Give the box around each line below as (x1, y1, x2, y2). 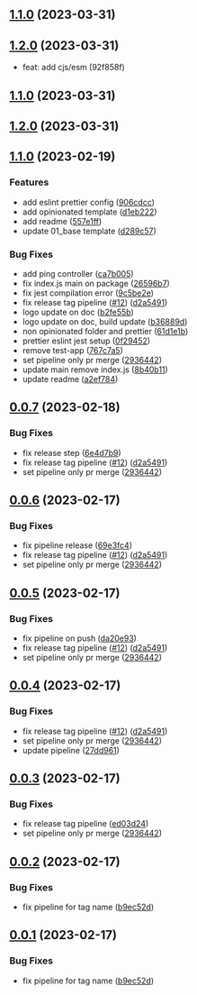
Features (9, 176, 49, 188)
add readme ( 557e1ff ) (22, 215, 103, 226)
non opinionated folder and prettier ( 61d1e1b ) (22, 325, 189, 336)
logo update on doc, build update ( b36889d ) (22, 315, 188, 327)
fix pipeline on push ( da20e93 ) (22, 633, 138, 644)
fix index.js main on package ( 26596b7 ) (22, 278, 171, 288)
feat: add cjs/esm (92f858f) (22, 62, 126, 73)
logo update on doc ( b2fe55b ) (22, 306, 135, 317)
